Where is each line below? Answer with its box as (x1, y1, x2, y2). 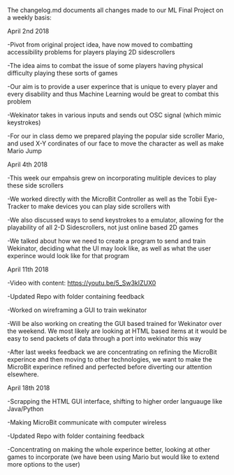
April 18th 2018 (7, 384, 50, 392)
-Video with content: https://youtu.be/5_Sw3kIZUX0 (7, 279, 156, 287)
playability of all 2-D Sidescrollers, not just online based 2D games (7, 223, 199, 232)
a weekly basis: (7, 13, 52, 22)
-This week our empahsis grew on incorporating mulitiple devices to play (7, 174, 217, 182)
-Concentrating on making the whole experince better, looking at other (7, 446, 211, 453)
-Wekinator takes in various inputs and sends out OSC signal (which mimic (7, 111, 221, 119)
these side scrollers (7, 181, 64, 190)
